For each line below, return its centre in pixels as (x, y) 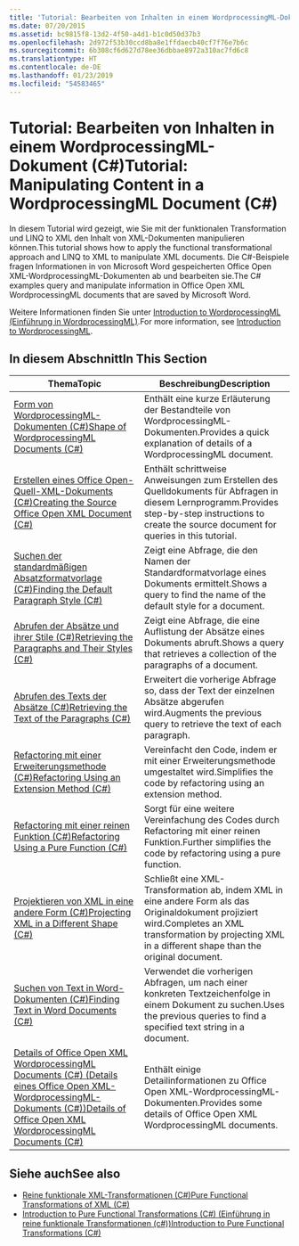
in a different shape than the (202, 946)
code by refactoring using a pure (212, 854)
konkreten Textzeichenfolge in (207, 994)
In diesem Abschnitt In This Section (108, 359)
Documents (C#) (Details (66, 1075)
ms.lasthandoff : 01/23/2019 (61, 76)
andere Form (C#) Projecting (73, 913)
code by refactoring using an (204, 783)
